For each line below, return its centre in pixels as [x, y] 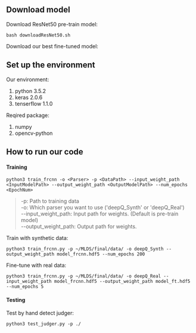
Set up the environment [51, 65]
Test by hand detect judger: [40, 313]
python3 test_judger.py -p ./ [44, 324]
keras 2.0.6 [29, 97]
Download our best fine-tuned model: [52, 46]
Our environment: [28, 79]
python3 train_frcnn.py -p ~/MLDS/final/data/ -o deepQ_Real [84, 276]
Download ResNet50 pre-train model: [52, 24]
